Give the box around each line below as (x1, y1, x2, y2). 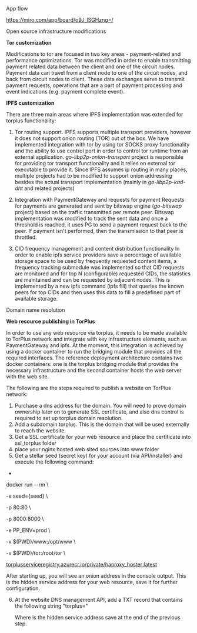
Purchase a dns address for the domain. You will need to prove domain (14, 402, 186, 409)
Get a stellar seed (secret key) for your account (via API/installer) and (14, 452, 183, 459)
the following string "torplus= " (14, 602, 88, 609)
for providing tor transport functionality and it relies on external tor (14, 160, 176, 166)
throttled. (14, 234, 37, 241)
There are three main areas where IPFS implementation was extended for (6, 111, 183, 118)
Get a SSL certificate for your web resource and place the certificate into (14, 434, 191, 440)
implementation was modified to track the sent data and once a (14, 215, 168, 222)
